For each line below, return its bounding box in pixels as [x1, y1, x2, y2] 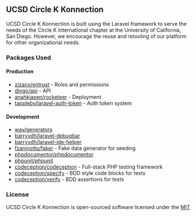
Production [6, 68, 34, 75]
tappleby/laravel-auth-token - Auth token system [14, 100, 132, 107]
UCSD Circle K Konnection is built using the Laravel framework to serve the [6, 20, 187, 27]
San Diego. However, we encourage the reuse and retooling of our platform [6, 32, 187, 40]
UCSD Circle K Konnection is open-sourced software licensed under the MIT [6, 204, 190, 211]
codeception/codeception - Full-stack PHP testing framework [14, 163, 163, 170]
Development [6, 113, 40, 120]
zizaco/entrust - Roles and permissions [14, 81, 109, 88]
